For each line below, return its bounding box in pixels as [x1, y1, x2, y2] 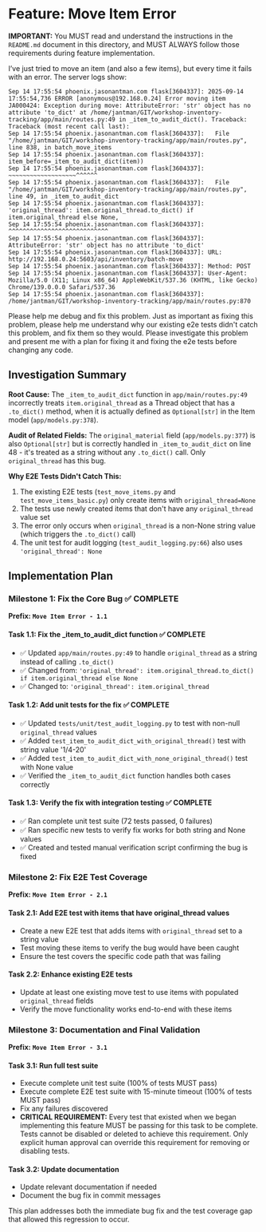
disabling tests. [19, 1147, 70, 1156]
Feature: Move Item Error [8, 5, 177, 23]
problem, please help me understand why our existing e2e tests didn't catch [8, 319, 258, 329]
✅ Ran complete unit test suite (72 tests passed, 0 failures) [19, 816, 213, 826]
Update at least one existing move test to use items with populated [19, 987, 239, 996]
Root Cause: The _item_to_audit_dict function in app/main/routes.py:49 [8, 389, 248, 399]
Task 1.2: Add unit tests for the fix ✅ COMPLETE [8, 700, 170, 710]
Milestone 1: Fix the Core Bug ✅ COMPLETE [8, 593, 179, 604]
